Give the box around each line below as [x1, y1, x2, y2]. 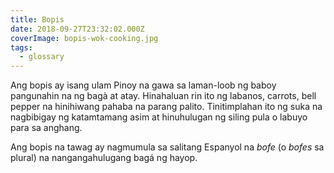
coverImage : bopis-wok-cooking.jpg [10, 33, 159, 43]
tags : [10, 42, 33, 53]
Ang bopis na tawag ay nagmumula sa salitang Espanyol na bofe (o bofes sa [10, 141, 325, 153]
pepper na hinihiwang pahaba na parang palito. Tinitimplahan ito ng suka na [10, 101, 323, 113]
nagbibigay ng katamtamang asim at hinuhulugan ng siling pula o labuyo [10, 111, 308, 123]
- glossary [19, 52, 65, 62]
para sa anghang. [10, 122, 83, 134]
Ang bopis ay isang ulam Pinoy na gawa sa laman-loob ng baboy [10, 79, 277, 91]
